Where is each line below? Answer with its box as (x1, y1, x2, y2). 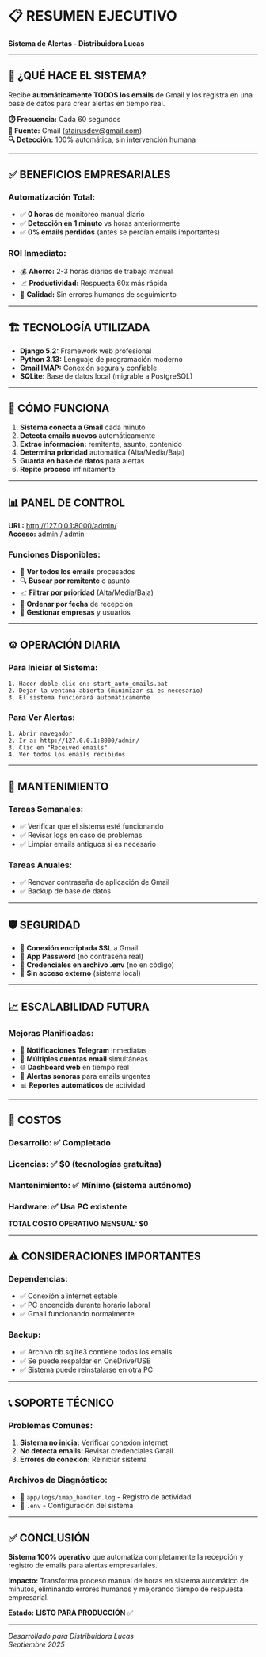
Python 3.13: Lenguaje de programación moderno (19, 354, 184, 364)
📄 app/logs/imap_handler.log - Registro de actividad (19, 1492, 192, 1502)
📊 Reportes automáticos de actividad (19, 1080, 146, 1090)
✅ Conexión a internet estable (19, 1291, 118, 1301)
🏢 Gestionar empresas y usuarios (19, 608, 131, 617)
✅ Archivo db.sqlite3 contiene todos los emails (19, 1347, 173, 1357)
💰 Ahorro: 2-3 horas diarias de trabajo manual (19, 266, 173, 276)
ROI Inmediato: (8, 248, 66, 259)
